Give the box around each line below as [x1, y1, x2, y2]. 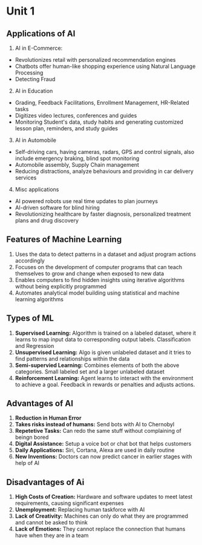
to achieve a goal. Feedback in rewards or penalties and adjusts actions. [15, 381, 195, 388]
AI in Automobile [15, 136, 56, 144]
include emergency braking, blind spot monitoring [15, 155, 140, 162]
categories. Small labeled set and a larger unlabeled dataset [15, 368, 165, 375]
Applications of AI [6, 28, 76, 39]
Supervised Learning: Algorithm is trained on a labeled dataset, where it [15, 329, 197, 336]
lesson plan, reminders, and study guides [15, 125, 119, 132]
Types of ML [6, 313, 54, 324]
